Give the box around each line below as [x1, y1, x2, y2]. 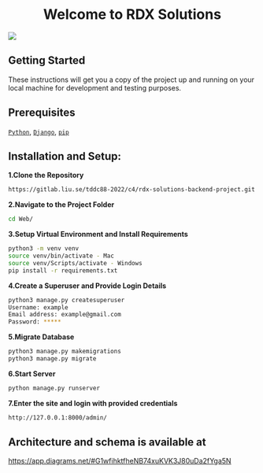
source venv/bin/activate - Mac [8, 252, 114, 260]
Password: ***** [8, 318, 61, 326]
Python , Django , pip [8, 127, 69, 136]
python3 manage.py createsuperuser [8, 296, 125, 304]
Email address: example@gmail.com [8, 311, 122, 319]
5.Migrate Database [8, 332, 75, 342]
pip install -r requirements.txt [8, 266, 118, 275]
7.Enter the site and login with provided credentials [8, 398, 178, 408]
